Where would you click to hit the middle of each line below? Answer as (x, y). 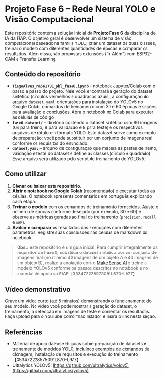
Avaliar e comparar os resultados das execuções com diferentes (77, 227)
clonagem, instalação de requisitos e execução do (62, 354)
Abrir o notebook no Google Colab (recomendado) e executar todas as (83, 191)
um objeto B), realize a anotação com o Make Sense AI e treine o (82, 263)
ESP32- (144, 53)
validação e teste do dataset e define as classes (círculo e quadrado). (82, 153)
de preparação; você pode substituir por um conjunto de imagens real (82, 138)
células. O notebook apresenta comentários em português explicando (82, 196)
